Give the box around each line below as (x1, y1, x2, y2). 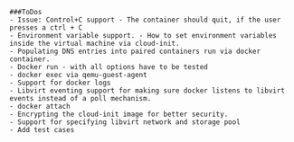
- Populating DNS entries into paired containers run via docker (9, 47, 261, 56)
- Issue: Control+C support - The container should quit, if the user (9, 15, 281, 24)
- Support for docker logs (9, 78, 111, 87)
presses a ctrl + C (9, 23, 83, 32)
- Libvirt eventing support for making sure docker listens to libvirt (9, 86, 285, 95)
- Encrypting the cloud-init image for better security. (9, 110, 229, 119)
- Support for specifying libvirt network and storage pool (9, 118, 242, 127)
